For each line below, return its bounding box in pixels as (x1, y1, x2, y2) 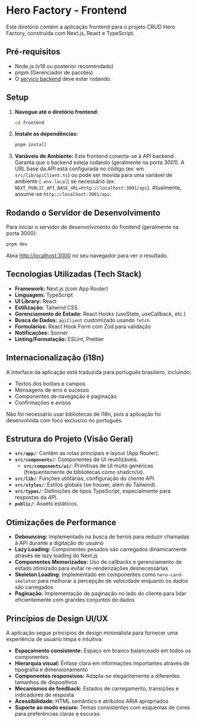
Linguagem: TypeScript (14, 291, 73, 298)
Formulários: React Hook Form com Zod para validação (14, 323, 151, 330)
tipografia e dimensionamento (14, 666, 88, 673)
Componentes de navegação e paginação (14, 393, 117, 400)
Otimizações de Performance (6, 517, 117, 528)
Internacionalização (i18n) (6, 353, 105, 363)
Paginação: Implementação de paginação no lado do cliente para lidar (14, 590, 186, 597)
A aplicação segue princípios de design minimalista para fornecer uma (6, 629, 178, 636)
